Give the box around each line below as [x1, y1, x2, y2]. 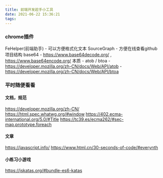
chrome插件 [5, 33, 34, 40]
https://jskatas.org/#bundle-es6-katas [5, 168, 82, 174]
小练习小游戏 [5, 156, 31, 162]
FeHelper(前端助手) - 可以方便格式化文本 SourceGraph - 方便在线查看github [5, 45, 158, 51]
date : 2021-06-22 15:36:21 [5, 12, 60, 17]
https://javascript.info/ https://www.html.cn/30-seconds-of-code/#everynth [5, 145, 158, 150]
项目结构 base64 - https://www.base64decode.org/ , [5, 51, 112, 57]
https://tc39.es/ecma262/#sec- [60, 116, 124, 122]
